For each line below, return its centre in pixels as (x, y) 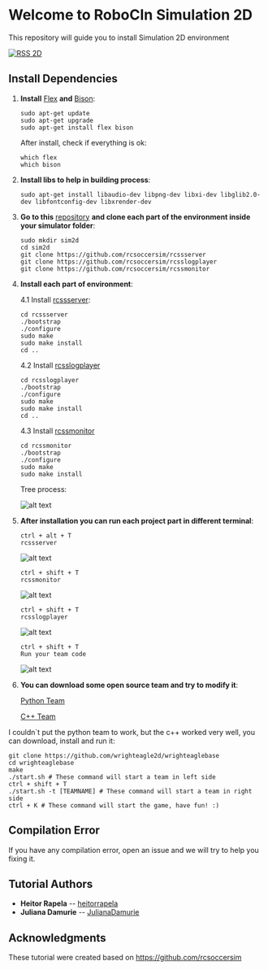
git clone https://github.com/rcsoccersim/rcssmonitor (115, 269)
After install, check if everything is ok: (83, 142)
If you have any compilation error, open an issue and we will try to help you (134, 850)
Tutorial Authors (51, 884)
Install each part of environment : (77, 284)
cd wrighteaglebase (41, 763)
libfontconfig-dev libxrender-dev (93, 202)
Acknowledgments (58, 938)
